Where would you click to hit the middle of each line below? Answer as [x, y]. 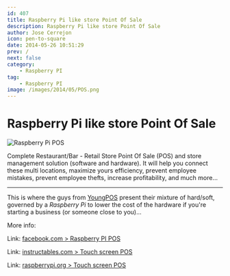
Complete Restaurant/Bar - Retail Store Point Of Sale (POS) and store [104, 156]
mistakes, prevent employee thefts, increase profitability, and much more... [112, 178]
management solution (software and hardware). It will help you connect [108, 163]
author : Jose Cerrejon [39, 33]
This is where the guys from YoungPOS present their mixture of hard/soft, [111, 198]
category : [21, 64]
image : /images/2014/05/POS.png [53, 90]
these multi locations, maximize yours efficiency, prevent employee [102, 171]
